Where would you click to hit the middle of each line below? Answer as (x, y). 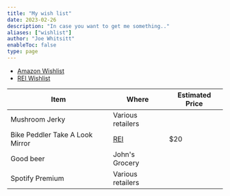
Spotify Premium (37, 178)
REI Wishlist (34, 78)
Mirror (21, 143)
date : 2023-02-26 (32, 20)
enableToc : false (32, 45)
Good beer (28, 158)
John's (124, 154)
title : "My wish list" (39, 13)
